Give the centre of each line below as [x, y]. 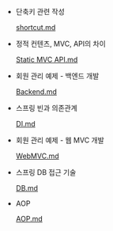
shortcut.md [36, 27]
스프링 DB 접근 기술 [46, 172]
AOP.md [29, 219]
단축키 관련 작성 [40, 11]
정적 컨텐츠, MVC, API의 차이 [61, 44]
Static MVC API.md [47, 59]
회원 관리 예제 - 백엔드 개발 [57, 76]
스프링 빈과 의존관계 [46, 108]
